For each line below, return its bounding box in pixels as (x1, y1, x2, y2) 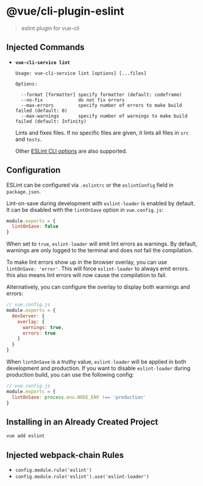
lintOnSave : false (12, 223, 59, 230)
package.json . (6, 187, 41, 195)
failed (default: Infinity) (15, 118, 87, 125)
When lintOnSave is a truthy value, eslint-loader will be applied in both (6, 358, 187, 366)
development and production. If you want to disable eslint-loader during (6, 364, 191, 372)
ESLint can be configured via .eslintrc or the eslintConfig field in (6, 181, 174, 189)
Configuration (6, 165, 61, 175)
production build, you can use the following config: (6, 371, 134, 379)
